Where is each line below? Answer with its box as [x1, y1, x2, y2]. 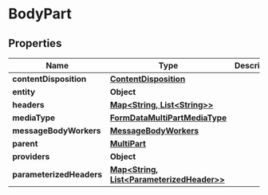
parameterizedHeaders [12, 169, 102, 180]
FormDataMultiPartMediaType [109, 112, 227, 123]
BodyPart [8, 5, 72, 23]
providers [12, 151, 50, 162]
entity [12, 87, 36, 97]
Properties [8, 37, 62, 50]
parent [12, 138, 38, 149]
